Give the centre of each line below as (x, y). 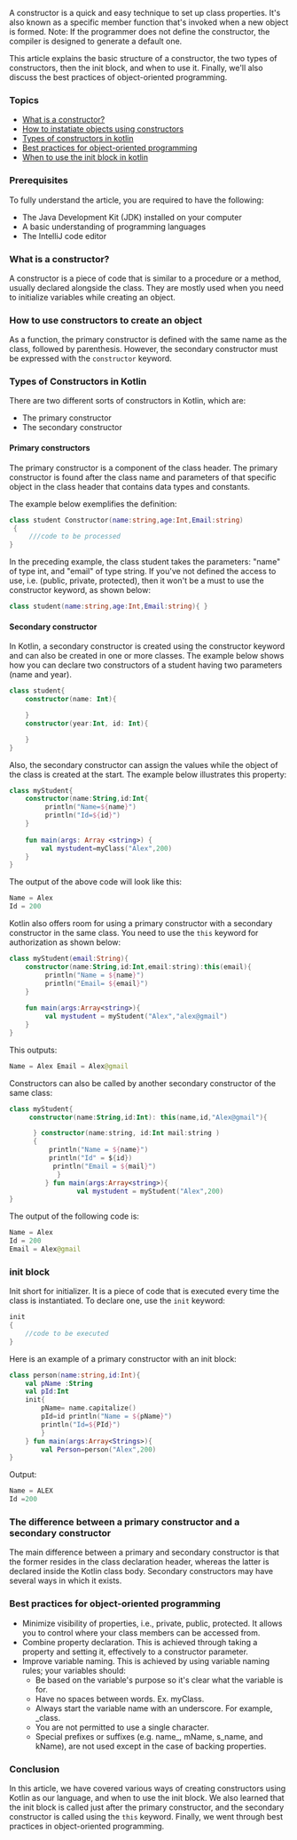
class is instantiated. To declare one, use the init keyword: (117, 1300)
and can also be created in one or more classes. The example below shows (147, 656)
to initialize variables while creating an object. (92, 297)
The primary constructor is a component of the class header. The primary (144, 468)
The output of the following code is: (74, 1216)
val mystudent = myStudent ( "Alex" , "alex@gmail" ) (136, 1017)
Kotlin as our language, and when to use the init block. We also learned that (147, 1797)
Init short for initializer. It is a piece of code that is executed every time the (144, 1292)
